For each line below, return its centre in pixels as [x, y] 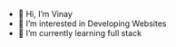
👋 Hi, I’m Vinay [45, 14]
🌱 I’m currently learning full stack [80, 33]
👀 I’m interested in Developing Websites [92, 23]
